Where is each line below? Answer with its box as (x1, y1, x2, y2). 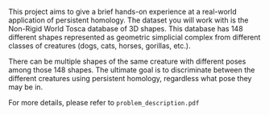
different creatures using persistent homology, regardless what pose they (8, 74, 252, 83)
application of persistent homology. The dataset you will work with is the (8, 15, 249, 25)
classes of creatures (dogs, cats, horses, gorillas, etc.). (8, 41, 191, 51)
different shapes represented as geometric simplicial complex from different (8, 32, 261, 42)
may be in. (8, 82, 43, 92)
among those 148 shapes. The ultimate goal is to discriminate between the (8, 65, 255, 75)
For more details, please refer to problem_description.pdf (8, 98, 200, 107)
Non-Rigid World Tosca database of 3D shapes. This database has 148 (8, 24, 243, 33)
